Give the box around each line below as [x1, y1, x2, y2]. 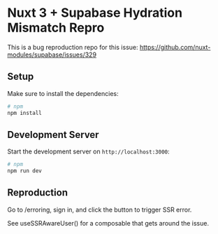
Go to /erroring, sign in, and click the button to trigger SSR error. [7, 205, 192, 214]
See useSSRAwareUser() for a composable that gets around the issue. [7, 219, 210, 227]
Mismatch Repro [7, 20, 105, 36]
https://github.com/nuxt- [139, 43, 211, 51]
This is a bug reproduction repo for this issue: [7, 43, 138, 51]
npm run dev [7, 167, 42, 174]
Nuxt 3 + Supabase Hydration [7, 5, 183, 21]
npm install [7, 109, 42, 116]
